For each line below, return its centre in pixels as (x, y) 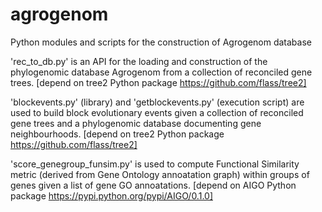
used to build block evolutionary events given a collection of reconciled (157, 112)
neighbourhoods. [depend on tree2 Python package (117, 134)
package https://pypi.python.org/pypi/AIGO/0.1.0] (111, 195)
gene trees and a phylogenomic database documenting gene (136, 123)
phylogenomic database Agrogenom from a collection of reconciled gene (161, 72)
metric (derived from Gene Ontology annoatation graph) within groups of (160, 174)
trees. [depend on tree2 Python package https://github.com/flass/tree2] (158, 82)
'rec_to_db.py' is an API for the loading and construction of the (139, 61)
